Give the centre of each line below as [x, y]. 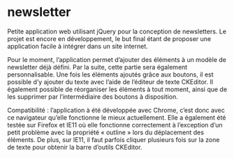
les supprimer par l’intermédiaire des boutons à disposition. [93, 96]
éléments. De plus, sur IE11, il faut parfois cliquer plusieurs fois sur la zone [114, 139]
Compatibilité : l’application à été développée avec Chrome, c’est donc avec [116, 110]
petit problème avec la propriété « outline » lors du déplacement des [106, 132]
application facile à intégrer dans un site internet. [78, 46]
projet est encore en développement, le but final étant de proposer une [109, 38]
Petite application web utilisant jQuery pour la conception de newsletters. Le [117, 31]
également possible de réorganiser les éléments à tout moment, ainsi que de [117, 89]
